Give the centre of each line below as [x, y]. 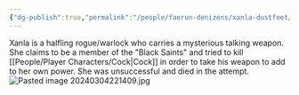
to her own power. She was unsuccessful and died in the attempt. [129, 71]
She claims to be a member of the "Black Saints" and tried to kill [126, 52]
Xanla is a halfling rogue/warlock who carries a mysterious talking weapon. [147, 43]
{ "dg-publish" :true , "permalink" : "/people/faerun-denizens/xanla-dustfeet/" [153, 17]
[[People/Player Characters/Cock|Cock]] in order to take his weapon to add [148, 61]
